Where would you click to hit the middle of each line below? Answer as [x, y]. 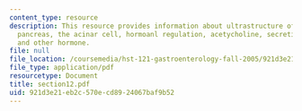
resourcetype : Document [54, 76]
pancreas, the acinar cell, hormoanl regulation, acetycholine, [140, 34]
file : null [30, 51]
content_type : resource [54, 17]
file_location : [38, 59]
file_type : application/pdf [62, 68]
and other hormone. [54, 43]
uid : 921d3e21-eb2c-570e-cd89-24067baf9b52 [92, 92]
